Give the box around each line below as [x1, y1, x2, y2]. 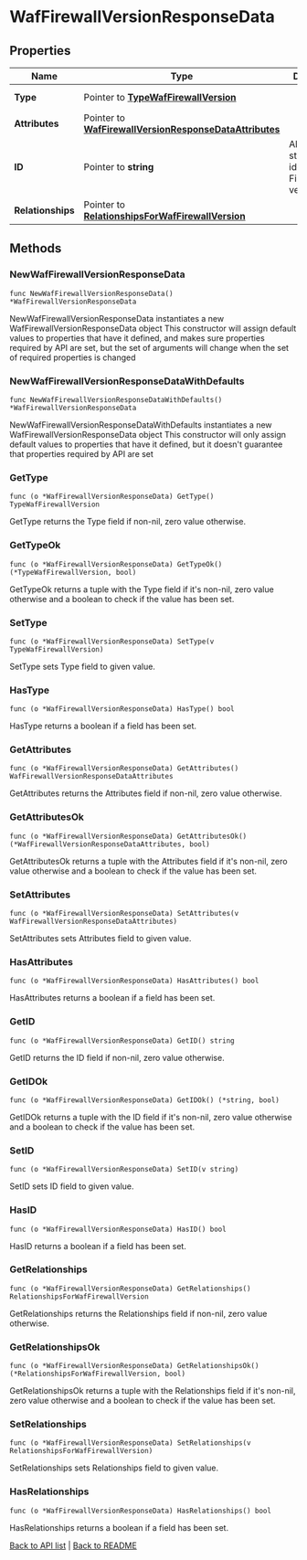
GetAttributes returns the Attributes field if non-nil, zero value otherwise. [9, 788, 282, 799]
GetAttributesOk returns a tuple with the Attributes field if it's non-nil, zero [9, 855, 288, 866]
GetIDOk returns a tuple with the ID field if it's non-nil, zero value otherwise [9, 1111, 292, 1122]
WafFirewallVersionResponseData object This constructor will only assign [9, 429, 286, 440]
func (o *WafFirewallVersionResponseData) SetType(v [9, 637, 215, 646]
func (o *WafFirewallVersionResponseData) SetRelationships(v [9, 1438, 251, 1448]
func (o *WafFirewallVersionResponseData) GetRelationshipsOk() [9, 1362, 259, 1371]
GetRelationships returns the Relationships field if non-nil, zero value [9, 1308, 268, 1319]
